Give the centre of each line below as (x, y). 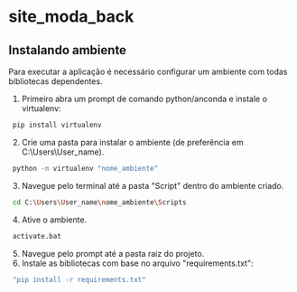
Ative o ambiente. (54, 220)
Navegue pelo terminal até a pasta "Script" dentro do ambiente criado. (153, 185)
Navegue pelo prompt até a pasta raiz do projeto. (113, 253)
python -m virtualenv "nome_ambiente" (85, 168)
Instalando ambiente (68, 50)
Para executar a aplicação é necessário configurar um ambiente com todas (148, 71)
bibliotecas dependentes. (56, 81)
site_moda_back (71, 17)
